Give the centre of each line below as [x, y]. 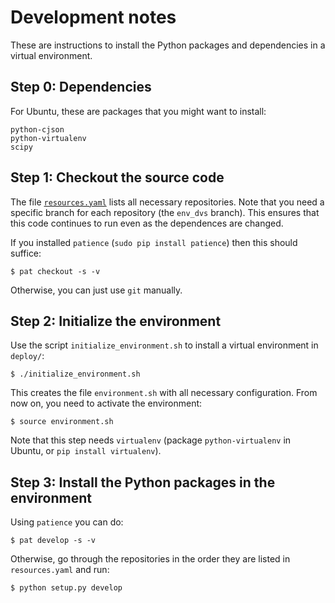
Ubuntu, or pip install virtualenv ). [86, 451]
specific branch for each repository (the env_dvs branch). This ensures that [165, 212]
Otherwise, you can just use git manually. [96, 290]
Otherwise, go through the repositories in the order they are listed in [150, 559]
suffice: [26, 253]
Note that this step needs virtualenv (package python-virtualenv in [151, 440]
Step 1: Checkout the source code [117, 177]
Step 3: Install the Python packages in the [143, 482]
